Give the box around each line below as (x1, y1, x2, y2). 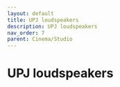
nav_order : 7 (7, 29, 45, 37)
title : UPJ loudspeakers (7, 17, 79, 23)
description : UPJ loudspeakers (7, 23, 98, 30)
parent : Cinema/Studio (7, 36, 73, 43)
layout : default (7, 10, 54, 17)
